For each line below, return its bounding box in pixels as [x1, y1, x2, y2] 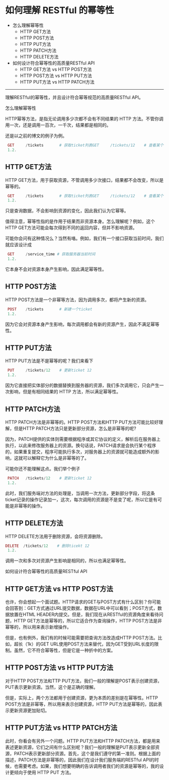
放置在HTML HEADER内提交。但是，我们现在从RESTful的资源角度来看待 [9, 611, 159, 617]
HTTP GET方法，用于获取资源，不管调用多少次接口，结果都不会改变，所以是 [5, 177, 164, 183]
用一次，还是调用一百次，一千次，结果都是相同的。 [5, 122, 111, 128]
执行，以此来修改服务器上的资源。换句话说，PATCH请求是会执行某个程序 [5, 442, 156, 448]
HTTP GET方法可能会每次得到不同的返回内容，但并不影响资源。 [5, 225, 137, 231]
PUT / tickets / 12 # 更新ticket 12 [7, 368, 92, 373]
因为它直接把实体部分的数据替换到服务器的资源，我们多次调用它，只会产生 [5, 382, 159, 388]
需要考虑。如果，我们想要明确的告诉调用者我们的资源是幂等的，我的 [18, 763, 159, 769]
